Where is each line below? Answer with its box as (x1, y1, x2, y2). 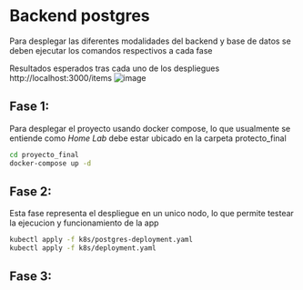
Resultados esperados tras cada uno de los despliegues (9, 63, 220, 74)
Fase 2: (9, 184, 52, 199)
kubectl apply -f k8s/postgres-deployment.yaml (9, 235, 194, 245)
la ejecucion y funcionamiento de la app (9, 217, 159, 228)
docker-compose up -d (9, 158, 92, 168)
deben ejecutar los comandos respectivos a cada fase (9, 45, 213, 55)
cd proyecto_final (9, 150, 79, 159)
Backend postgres (9, 5, 150, 26)
